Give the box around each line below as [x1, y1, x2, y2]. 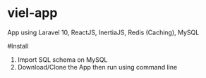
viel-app [7, 5, 58, 21]
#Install [7, 41, 29, 50]
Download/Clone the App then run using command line [17, 63, 178, 71]
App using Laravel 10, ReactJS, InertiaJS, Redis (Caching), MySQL [7, 28, 200, 37]
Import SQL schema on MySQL [17, 55, 108, 64]
